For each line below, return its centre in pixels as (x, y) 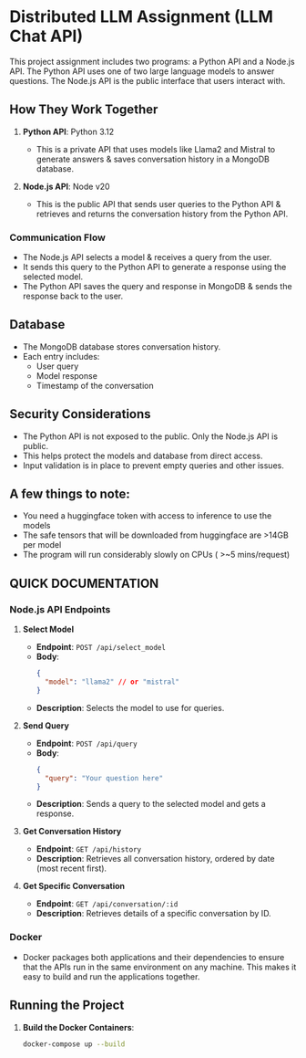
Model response (67, 375)
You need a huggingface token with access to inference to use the (147, 516)
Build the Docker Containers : (78, 1027)
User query (57, 366)
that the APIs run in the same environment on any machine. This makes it (159, 967)
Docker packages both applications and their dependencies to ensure (153, 957)
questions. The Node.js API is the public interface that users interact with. (148, 80)
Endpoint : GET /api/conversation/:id (107, 904)
